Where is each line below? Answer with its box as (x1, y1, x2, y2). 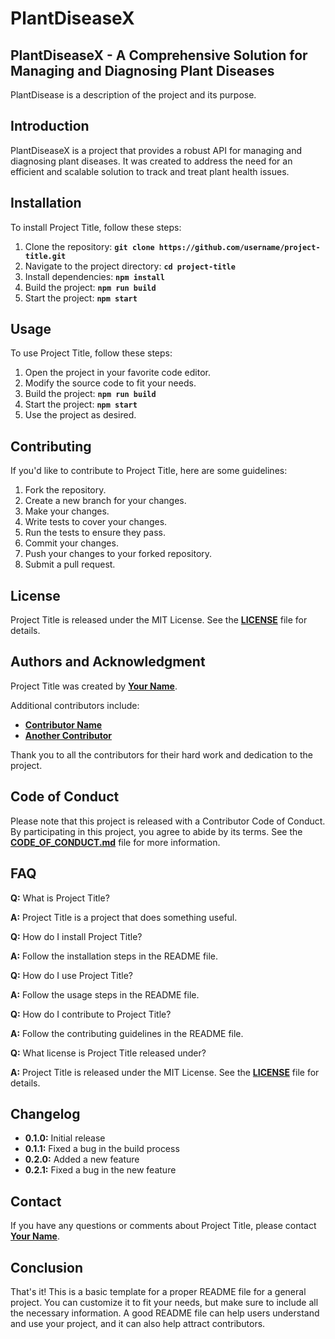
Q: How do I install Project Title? (10, 930, 143, 942)
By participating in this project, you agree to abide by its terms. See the (10, 825, 303, 837)
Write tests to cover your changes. (24, 516, 168, 528)
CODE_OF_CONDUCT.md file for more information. (10, 836, 221, 848)
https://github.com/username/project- (158, 242, 321, 252)
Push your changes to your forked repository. (24, 548, 213, 560)
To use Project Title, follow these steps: (10, 347, 173, 359)
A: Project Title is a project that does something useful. (10, 911, 238, 923)
